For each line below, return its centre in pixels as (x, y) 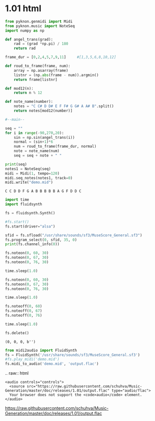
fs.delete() (17, 333)
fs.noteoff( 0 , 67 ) (24, 311)
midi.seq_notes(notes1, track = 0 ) (39, 178)
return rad (25, 48)
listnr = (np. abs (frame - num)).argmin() (56, 75)
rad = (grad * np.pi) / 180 (41, 44)
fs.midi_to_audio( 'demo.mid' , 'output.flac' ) (52, 364)
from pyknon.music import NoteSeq (40, 26)
